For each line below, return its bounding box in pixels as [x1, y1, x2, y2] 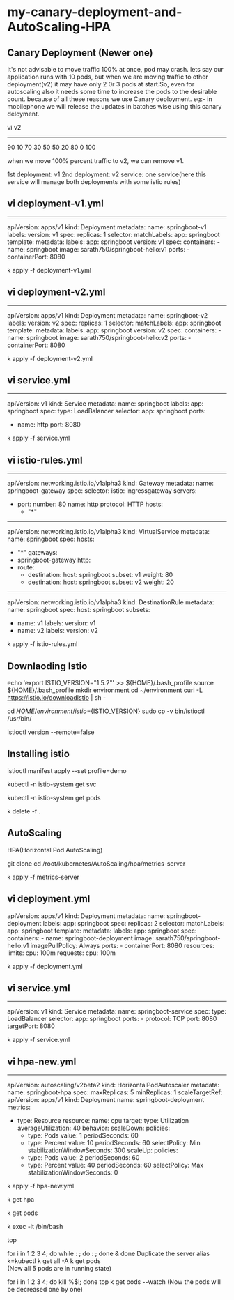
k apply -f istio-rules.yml [7, 640, 78, 648]
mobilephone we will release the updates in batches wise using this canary [7, 102, 222, 110]
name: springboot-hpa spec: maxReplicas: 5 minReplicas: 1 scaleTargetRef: [7, 1088, 223, 1096]
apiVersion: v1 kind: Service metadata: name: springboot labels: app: [7, 399, 204, 408]
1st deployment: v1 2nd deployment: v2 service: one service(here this [7, 170, 207, 178]
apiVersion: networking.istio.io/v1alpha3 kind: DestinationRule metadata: [7, 598, 214, 606]
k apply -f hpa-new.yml [7, 1182, 75, 1191]
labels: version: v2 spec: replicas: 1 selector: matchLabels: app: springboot [7, 319, 221, 327]
